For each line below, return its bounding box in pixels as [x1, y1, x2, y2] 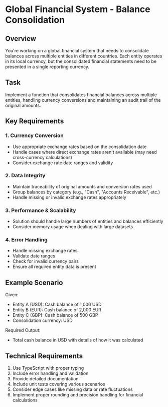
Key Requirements [5, 117, 64, 125]
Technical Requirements [5, 352, 83, 360]
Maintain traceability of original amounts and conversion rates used [12, 183, 152, 189]
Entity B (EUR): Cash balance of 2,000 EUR [12, 307, 102, 313]
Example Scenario [5, 278, 63, 287]
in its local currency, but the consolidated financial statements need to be [5, 58, 157, 64]
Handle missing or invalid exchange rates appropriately [12, 194, 126, 200]
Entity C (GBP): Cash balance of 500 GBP [12, 312, 98, 318]
